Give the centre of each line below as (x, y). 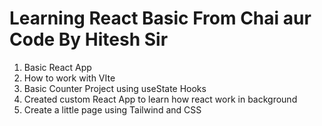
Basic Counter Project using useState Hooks (115, 88)
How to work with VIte (69, 78)
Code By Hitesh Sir (89, 39)
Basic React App (57, 67)
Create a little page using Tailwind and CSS (112, 109)
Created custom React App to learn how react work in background (160, 99)
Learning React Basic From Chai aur (160, 18)
